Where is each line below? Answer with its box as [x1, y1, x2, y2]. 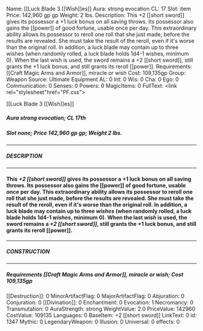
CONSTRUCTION [6, 248, 50, 255]
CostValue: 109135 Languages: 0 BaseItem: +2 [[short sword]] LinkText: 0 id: [6, 312, 197, 319]
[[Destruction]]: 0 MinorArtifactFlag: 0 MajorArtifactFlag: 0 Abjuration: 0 [6, 292, 185, 300]
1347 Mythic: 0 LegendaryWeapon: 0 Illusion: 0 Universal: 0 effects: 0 [6, 318, 180, 326]
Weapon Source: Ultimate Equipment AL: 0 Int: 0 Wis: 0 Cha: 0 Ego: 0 [6, 76, 179, 83]
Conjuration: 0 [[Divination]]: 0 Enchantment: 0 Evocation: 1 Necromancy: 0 [6, 299, 194, 306]
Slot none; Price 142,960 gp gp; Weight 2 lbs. [6, 129, 123, 137]
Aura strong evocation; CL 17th [6, 114, 86, 121]
